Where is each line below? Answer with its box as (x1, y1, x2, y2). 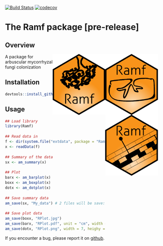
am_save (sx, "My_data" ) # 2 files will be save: (5, 201, 105, 206)
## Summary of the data (5, 155, 53, 159)
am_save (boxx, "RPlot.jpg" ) (5, 216, 62, 221)
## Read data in (5, 134, 38, 139)
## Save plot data (5, 211, 42, 216)
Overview (5, 41, 35, 49)
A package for (5, 54, 33, 59)
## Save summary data (5, 195, 49, 200)
